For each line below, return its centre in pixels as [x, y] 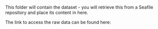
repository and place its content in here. [47, 12]
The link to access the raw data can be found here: [58, 22]
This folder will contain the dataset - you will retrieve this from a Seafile [79, 7]
